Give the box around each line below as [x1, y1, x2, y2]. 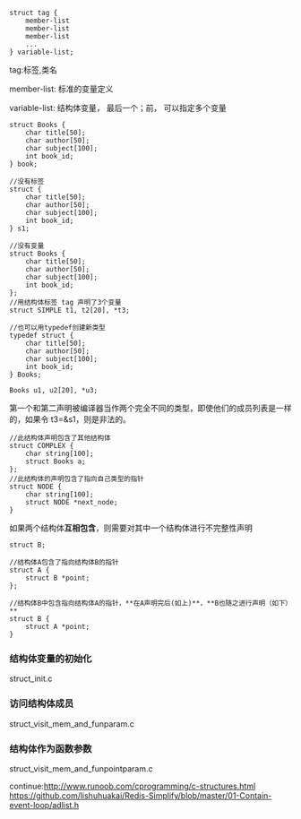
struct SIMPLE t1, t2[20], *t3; [9, 306, 130, 315]
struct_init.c [9, 673, 53, 685]
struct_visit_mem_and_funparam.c [9, 718, 134, 729]
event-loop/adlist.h [9, 799, 79, 810]
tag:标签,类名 [9, 65, 58, 75]
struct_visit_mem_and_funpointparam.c [9, 763, 153, 774]
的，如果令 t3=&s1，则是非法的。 [9, 414, 132, 425]
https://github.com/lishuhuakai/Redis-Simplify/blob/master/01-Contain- [9, 789, 272, 801]
